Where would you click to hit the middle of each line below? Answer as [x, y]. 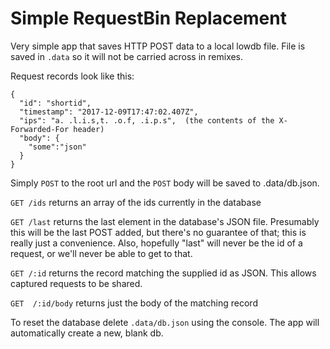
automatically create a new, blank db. [87, 333]
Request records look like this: [72, 76]
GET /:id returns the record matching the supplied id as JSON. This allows [163, 273]
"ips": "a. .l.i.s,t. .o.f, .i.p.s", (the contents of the [147, 120]
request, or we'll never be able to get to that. [101, 253]
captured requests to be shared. [76, 283]
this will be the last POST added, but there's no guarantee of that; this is [158, 232]
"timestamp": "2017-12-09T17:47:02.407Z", [109, 112]
